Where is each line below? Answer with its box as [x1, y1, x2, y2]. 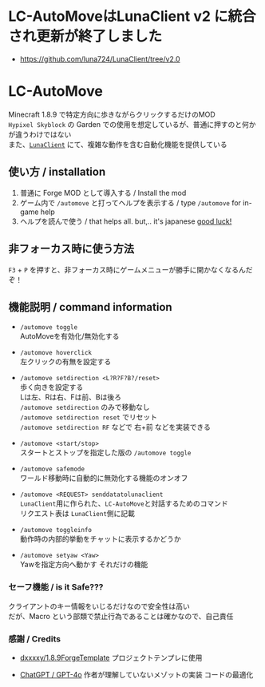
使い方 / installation [8, 165, 106, 179]
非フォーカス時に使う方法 [8, 242, 134, 256]
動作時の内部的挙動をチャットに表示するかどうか [19, 534, 181, 544]
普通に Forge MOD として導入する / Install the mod [19, 188, 187, 197]
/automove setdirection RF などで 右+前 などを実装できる [19, 423, 212, 432]
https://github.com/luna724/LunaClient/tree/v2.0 [19, 54, 181, 64]
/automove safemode [19, 465, 85, 474]
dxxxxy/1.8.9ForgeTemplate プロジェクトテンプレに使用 [19, 653, 203, 662]
